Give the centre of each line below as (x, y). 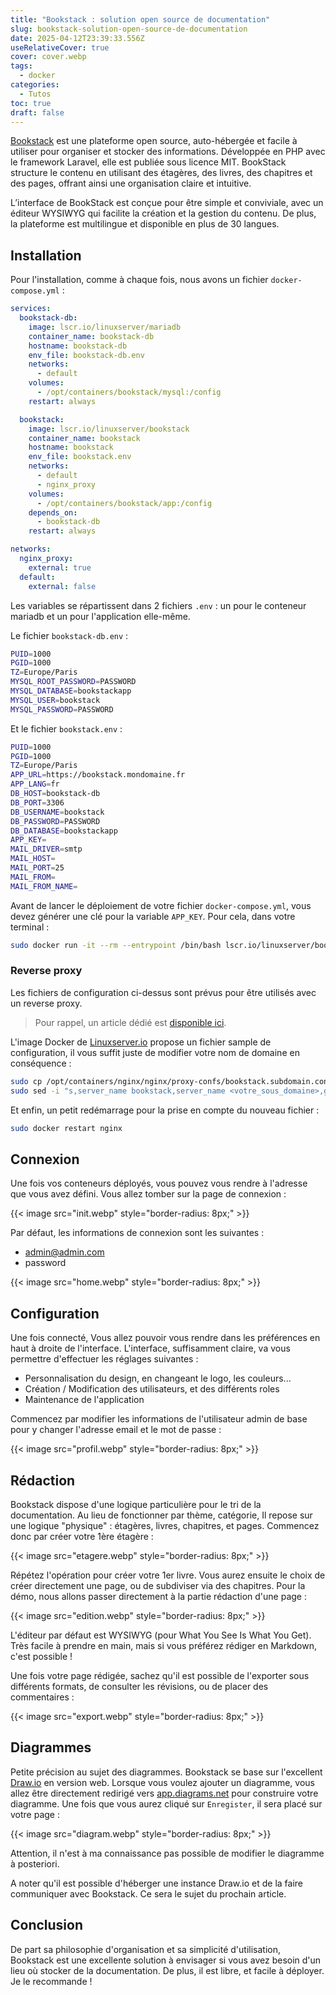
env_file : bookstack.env (80, 457)
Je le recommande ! (51, 1981)
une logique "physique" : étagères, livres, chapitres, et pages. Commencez (165, 1525)
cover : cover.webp (48, 57)
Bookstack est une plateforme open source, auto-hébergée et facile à (154, 141)
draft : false (37, 112)
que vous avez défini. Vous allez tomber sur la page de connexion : (148, 1194)
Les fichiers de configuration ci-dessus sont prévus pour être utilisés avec (163, 992)
